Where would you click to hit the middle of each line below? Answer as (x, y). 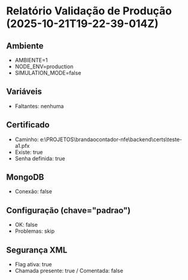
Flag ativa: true (33, 264)
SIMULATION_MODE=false (48, 73)
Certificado (28, 125)
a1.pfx (22, 145)
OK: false (26, 225)
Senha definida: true (40, 158)
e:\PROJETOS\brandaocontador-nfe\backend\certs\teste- (111, 139)
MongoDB (25, 177)
